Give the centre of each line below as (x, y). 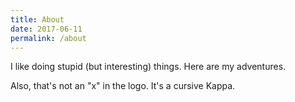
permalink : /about (48, 38)
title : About (37, 19)
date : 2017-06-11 (46, 29)
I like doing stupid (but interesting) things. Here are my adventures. (148, 67)
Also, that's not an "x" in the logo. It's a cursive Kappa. (123, 86)
